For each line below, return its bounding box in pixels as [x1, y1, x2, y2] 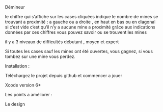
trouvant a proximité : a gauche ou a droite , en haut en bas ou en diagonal [5, 19, 156, 25]
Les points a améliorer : [5, 92, 53, 97]
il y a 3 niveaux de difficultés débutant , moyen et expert [5, 39, 119, 45]
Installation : [5, 63, 30, 69]
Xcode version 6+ [5, 82, 41, 88]
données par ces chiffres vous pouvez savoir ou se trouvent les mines [5, 29, 147, 35]
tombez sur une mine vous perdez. [5, 54, 76, 59]
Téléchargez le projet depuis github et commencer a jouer [5, 73, 123, 78]
